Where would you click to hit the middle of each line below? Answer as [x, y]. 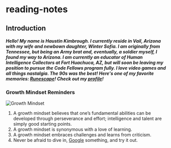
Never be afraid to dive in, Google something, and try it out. [75, 140]
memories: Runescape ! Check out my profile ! [55, 79]
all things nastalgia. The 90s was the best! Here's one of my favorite [80, 73]
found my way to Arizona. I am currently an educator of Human [74, 57]
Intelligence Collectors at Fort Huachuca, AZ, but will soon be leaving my [84, 63]
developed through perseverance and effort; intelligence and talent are [87, 119]
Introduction [26, 28]
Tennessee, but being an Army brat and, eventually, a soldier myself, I [81, 52]
